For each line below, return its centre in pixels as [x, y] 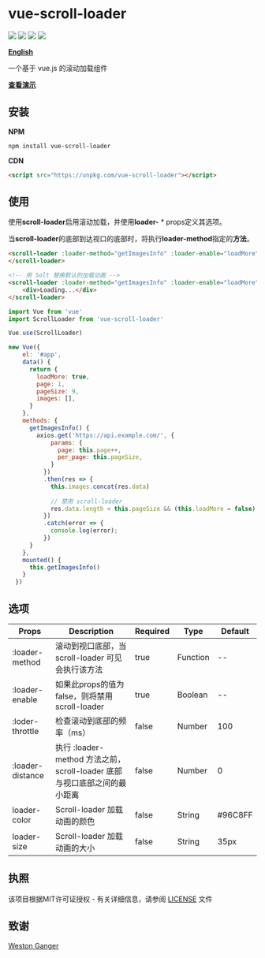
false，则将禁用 [84, 696]
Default [235, 631]
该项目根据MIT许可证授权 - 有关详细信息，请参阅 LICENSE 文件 [110, 899]
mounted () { [42, 560]
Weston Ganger [34, 945]
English [21, 51]
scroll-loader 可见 [88, 658]
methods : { [40, 421]
